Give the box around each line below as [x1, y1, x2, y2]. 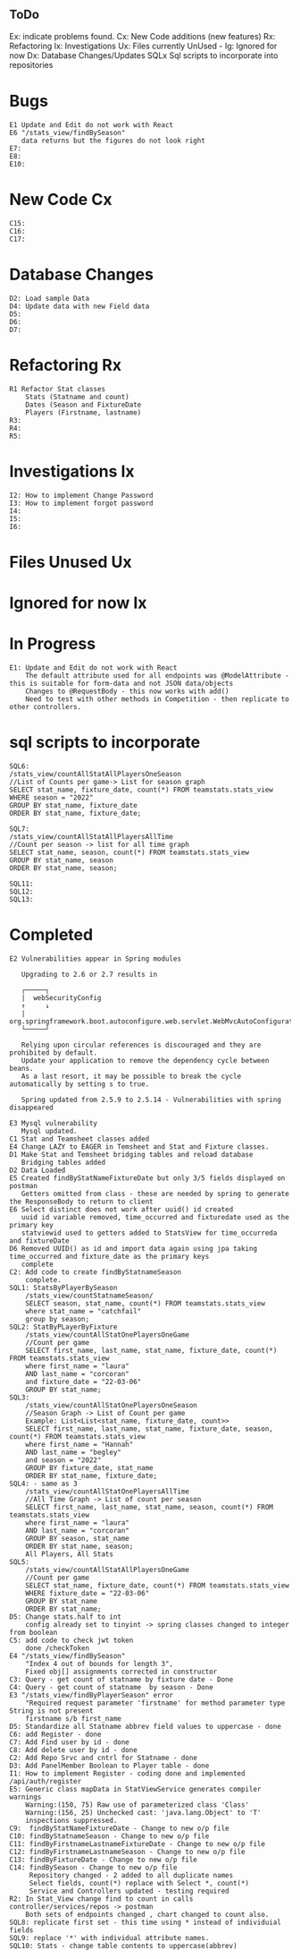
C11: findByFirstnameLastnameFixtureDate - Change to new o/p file [9, 1839, 266, 1848]
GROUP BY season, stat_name [25, 1534, 129, 1543]
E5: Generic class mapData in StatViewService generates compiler [9, 1784, 262, 1793]
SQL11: [9, 879, 34, 888]
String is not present [9, 1706, 94, 1715]
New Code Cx [9, 189, 112, 210]
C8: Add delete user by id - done [9, 1745, 138, 1754]
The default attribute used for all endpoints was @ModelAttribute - [25, 671, 290, 680]
